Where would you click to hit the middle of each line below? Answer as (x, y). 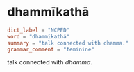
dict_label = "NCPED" (39, 30)
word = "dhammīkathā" (39, 36)
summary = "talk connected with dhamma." (68, 43)
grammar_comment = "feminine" (51, 49)
